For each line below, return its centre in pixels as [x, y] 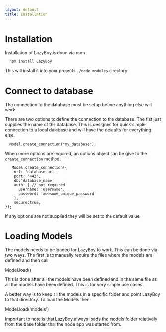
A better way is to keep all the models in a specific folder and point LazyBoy [83, 294]
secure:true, [28, 203]
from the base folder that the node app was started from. [63, 324]
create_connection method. [33, 159]
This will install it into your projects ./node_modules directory [66, 71]
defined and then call [27, 260]
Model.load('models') [27, 309]
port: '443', [28, 176]
